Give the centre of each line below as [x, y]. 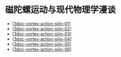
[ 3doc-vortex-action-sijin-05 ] [42, 44]
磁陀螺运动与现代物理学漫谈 [60, 10]
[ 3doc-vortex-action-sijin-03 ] [42, 34]
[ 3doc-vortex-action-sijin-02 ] [42, 28]
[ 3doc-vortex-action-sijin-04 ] [42, 39]
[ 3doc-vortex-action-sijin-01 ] [41, 23]
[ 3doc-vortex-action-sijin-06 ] [42, 49]
